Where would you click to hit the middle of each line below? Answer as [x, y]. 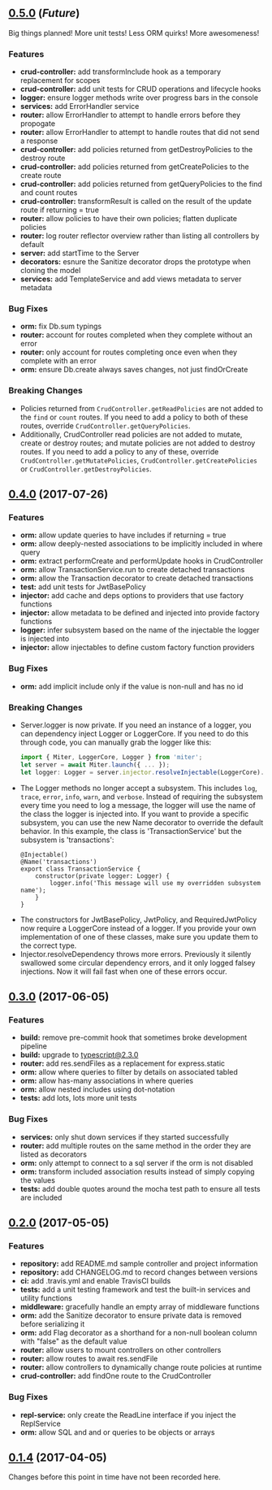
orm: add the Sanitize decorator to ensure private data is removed [131, 1315]
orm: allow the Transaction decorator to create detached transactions [137, 578]
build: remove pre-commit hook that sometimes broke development [134, 1038]
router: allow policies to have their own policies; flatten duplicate [129, 219]
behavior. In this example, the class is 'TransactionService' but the [131, 831]
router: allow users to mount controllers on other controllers [121, 1350]
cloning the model [50, 271]
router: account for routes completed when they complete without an [136, 335]
